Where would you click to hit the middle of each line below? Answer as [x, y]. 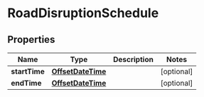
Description [133, 60]
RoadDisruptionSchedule [83, 13]
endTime [26, 83]
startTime [28, 71]
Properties [31, 40]
